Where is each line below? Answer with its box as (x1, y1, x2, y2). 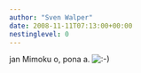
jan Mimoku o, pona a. (9, 54, 90, 65)
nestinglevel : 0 (9, 29, 69, 38)
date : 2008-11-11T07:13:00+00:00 (9, 21, 133, 30)
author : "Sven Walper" (9, 12, 93, 22)
